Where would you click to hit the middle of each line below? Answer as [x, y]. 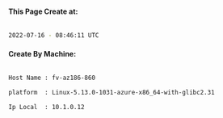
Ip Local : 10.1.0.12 [46, 107]
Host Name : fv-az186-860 [52, 78]
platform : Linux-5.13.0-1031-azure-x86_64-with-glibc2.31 [112, 93]
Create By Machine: [42, 53]
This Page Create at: [43, 11]
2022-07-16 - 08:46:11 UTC [54, 36]
